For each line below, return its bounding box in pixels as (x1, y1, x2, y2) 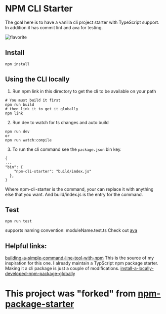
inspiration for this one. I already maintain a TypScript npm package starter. (5, 260, 159, 266)
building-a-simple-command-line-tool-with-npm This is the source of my (5, 255, 154, 261)
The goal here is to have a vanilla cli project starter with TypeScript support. (5, 19, 160, 25)
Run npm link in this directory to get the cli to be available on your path (12, 88, 157, 94)
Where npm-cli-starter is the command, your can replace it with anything (5, 186, 154, 192)
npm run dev (5, 129, 30, 134)
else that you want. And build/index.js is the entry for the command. (5, 191, 143, 197)
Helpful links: (5, 242, 47, 250)
